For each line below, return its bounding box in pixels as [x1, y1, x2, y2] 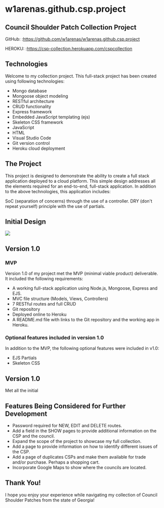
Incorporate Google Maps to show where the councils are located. [12, 465, 147, 471]
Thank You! [5, 479, 41, 487]
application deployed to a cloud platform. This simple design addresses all [5, 178, 156, 184]
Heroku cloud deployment [12, 145, 66, 151]
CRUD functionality [12, 103, 52, 109]
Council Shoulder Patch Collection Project [5, 23, 137, 32]
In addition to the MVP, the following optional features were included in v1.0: [5, 345, 159, 351]
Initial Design [5, 218, 46, 226]
